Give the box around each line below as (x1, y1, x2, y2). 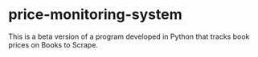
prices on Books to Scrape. (8, 40, 99, 49)
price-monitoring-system (8, 6, 182, 24)
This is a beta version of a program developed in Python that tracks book (8, 32, 250, 41)
